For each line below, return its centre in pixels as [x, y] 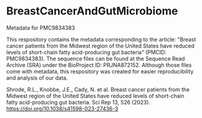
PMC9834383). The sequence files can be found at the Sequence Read [96, 58]
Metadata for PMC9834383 [41, 28]
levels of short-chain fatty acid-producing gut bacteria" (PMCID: [86, 52]
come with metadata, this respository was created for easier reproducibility [100, 71]
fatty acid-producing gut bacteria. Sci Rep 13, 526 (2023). [78, 102]
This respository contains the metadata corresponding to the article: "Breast [101, 39]
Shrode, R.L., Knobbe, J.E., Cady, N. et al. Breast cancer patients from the [98, 89]
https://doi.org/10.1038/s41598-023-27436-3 [62, 108]
